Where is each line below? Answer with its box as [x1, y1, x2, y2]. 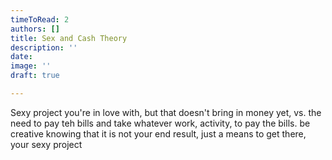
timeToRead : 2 [10, 14, 70, 25]
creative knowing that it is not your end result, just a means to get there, [10, 127, 307, 140]
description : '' [10, 42, 78, 53]
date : [10, 52, 33, 62]
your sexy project [10, 138, 83, 150]
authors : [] [10, 24, 60, 34]
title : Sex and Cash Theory [10, 33, 128, 43]
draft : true [10, 71, 60, 81]
